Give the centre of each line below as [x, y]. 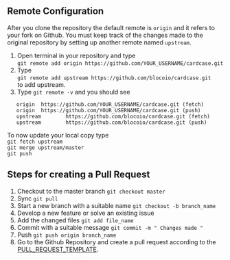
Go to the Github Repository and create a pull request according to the [116, 242]
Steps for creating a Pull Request [79, 175]
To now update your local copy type [58, 135]
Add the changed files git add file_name [75, 220]
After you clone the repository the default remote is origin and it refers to [111, 27]
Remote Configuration [56, 11]
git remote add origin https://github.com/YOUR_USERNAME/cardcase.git [120, 63]
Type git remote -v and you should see [73, 92]
